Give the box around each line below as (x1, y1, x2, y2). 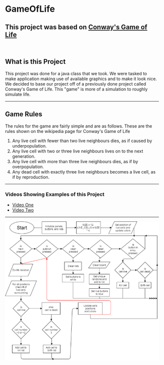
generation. (12, 153, 36, 159)
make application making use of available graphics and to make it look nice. (5, 76, 157, 82)
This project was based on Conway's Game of (5, 23, 147, 31)
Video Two (12, 207, 34, 213)
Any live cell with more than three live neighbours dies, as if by (12, 158, 138, 164)
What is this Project (5, 58, 66, 66)
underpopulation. (12, 143, 47, 149)
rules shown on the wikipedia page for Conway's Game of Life (5, 128, 130, 134)
